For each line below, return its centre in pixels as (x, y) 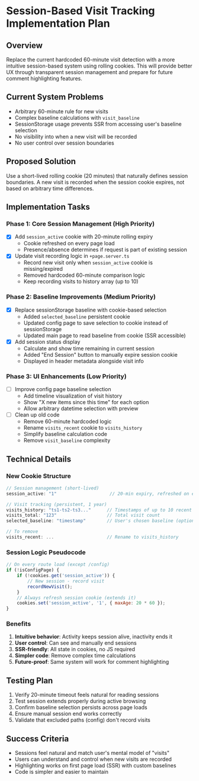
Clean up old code (37, 415)
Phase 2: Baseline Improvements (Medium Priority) (81, 297)
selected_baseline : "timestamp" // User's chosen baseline (90, 521)
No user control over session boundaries (64, 143)
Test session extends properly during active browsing (80, 701)
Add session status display (47, 341)
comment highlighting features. (44, 79)
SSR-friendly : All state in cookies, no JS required (75, 649)
